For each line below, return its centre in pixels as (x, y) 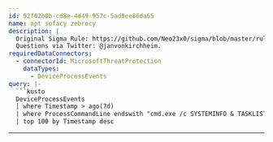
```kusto (30, 91)
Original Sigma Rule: (52, 39)
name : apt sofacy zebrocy (52, 24)
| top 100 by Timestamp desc (65, 122)
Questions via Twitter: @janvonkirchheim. (89, 46)
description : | (34, 31)
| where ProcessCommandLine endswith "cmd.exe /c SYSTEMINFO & (125, 114)
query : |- (25, 84)
